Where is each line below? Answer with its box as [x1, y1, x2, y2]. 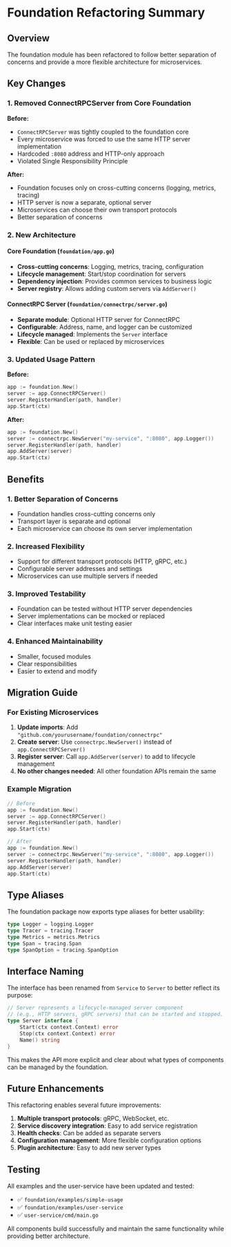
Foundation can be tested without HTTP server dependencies [17, 605, 193, 613]
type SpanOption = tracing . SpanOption [7, 946, 119, 953]
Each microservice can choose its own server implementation [17, 524, 193, 532]
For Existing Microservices [7, 708, 99, 718]
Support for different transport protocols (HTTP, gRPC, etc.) [17, 557, 188, 566]
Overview [7, 32, 50, 44]
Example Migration [7, 784, 72, 794]
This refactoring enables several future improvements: [7, 1101, 161, 1109]
